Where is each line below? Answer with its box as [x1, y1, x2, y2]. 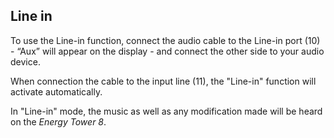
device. [10, 55, 41, 68]
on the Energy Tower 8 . [10, 115, 107, 128]
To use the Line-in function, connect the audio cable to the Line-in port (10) [10, 34, 321, 46]
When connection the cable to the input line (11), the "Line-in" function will [10, 75, 317, 87]
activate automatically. [10, 85, 103, 98]
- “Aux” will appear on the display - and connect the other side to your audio [10, 45, 325, 57]
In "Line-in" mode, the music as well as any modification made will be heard [10, 105, 323, 117]
